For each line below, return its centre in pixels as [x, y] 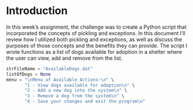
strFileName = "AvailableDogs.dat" [50, 68]
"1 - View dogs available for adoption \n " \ [79, 85]
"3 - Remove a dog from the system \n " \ [75, 96]
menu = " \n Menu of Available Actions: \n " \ [60, 80]
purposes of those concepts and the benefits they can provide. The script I [97, 46]
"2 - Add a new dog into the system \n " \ [76, 91]
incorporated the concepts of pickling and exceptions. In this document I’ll [96, 33]
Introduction [37, 11]
